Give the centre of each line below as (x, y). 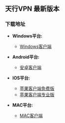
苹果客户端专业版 (37, 94)
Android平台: (26, 57)
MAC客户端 (31, 116)
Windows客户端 (35, 46)
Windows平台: (27, 36)
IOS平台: (21, 78)
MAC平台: (22, 105)
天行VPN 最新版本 (32, 9)
